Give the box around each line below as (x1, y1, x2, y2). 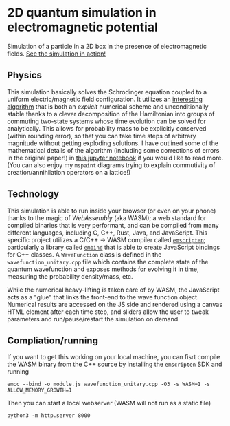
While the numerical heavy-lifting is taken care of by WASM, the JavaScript (7, 286, 220, 294)
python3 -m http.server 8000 (7, 412, 91, 419)
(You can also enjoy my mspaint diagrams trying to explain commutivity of (7, 160, 216, 169)
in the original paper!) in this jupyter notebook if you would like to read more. (7, 153, 224, 162)
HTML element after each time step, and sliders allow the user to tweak (7, 308, 209, 316)
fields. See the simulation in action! (7, 50, 106, 58)
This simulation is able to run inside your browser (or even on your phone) (7, 206, 216, 215)
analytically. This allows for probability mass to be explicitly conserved (7, 124, 207, 132)
